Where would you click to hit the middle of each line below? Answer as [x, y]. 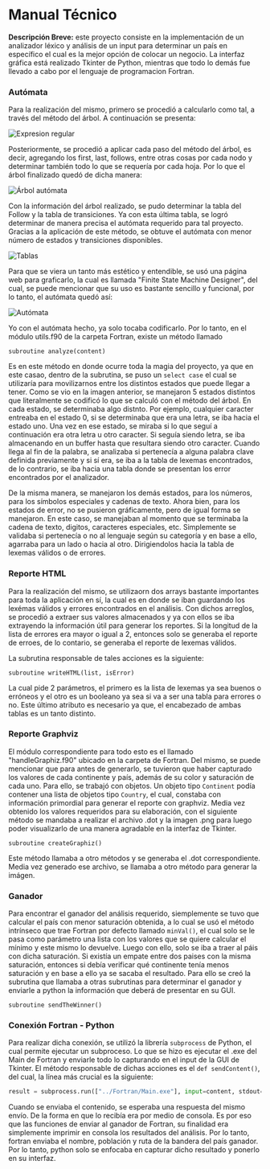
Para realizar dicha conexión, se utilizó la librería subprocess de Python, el [130, 1043]
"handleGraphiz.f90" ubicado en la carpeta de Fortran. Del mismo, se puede [135, 760]
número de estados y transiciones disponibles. [86, 240]
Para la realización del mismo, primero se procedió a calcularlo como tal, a [132, 109]
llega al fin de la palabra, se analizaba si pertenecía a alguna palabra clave [131, 452]
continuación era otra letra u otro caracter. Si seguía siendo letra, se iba [127, 435]
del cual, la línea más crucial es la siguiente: [81, 1077]
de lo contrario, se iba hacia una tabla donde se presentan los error [120, 469]
